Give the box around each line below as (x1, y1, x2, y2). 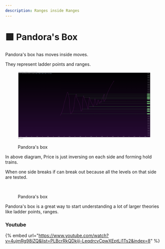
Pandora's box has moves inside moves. (5, 51, 89, 57)
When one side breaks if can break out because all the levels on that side (5, 169, 156, 175)
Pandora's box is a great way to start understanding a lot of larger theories (5, 203, 159, 209)
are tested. (5, 174, 28, 180)
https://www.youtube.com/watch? (38, 232, 109, 238)
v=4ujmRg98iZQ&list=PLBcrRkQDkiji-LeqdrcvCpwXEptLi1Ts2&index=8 (5, 238, 151, 244)
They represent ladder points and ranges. (5, 61, 91, 67)
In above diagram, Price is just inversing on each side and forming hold (5, 154, 152, 160)
